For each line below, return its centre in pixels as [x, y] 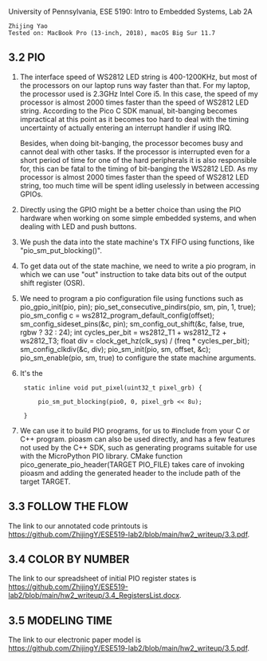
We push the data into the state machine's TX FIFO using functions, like [137, 242]
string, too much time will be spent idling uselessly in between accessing [139, 185]
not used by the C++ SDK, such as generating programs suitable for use [138, 447]
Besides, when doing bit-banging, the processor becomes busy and [131, 143]
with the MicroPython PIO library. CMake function [101, 456]
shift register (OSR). [52, 283]
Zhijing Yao [28, 26]
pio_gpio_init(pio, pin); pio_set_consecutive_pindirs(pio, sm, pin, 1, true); [138, 307]
